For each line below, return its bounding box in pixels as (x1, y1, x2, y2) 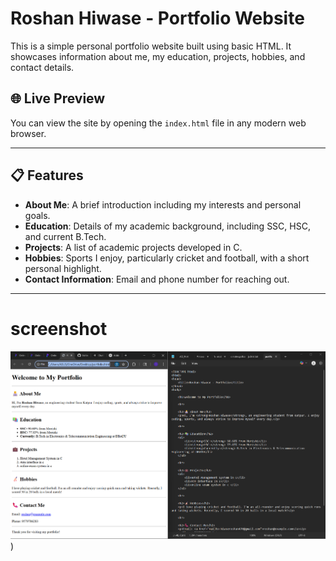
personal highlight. (24, 262, 102, 274)
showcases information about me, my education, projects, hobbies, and (10, 50, 306, 62)
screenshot (10, 317, 108, 340)
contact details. (10, 61, 75, 73)
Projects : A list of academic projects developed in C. (24, 241, 243, 253)
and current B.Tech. (24, 230, 107, 242)
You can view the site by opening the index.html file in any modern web (10, 117, 307, 129)
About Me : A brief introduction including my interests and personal (24, 198, 302, 211)
